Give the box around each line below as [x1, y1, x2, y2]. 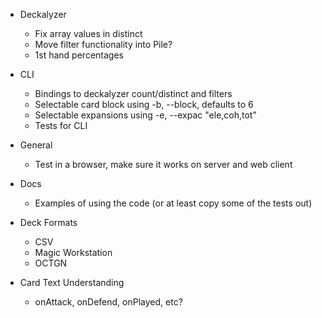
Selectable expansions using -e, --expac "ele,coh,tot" [34, 109, 257, 121]
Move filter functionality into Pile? [34, 39, 173, 50]
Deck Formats [19, 217, 78, 228]
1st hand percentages [34, 49, 124, 61]
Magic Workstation [34, 247, 113, 258]
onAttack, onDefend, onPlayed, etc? [34, 296, 183, 308]
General [19, 139, 53, 151]
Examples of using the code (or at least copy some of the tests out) [34, 197, 313, 209]
